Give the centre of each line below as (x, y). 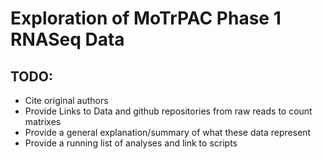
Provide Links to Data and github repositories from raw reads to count (168, 111)
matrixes (43, 121)
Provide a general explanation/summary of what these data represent (168, 132)
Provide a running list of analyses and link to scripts (131, 143)
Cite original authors (66, 100)
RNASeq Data (67, 39)
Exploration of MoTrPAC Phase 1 (146, 18)
